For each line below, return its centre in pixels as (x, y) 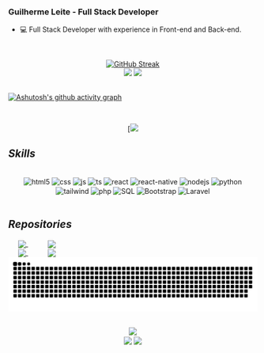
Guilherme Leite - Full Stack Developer (83, 12)
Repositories (40, 224)
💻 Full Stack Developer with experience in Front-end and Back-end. (130, 29)
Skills (22, 154)
